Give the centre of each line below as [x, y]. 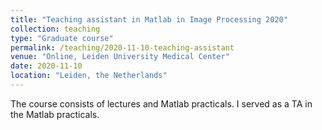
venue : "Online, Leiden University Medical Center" [120, 57]
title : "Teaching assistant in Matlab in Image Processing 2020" [149, 19]
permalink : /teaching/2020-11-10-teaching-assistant [122, 47]
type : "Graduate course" [62, 38]
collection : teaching [55, 29]
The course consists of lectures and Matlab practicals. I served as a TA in [161, 103]
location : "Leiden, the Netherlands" [89, 76]
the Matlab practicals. [55, 114]
